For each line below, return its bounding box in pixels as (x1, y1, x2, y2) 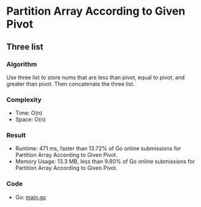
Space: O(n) (15, 116, 46, 123)
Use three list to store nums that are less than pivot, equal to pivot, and (6, 73, 185, 81)
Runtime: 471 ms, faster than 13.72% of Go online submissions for (15, 145, 181, 152)
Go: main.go (15, 194, 47, 201)
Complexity (6, 95, 42, 104)
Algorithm (6, 60, 37, 68)
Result (6, 131, 26, 140)
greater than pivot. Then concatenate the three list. (6, 80, 135, 87)
